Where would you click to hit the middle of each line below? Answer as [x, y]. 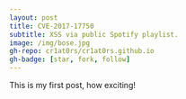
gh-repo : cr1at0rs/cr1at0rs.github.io [82, 51]
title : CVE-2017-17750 [52, 26]
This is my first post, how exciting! [73, 85]
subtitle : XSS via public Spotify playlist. [94, 34]
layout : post [34, 18]
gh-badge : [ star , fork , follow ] [70, 59]
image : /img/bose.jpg [50, 43]
